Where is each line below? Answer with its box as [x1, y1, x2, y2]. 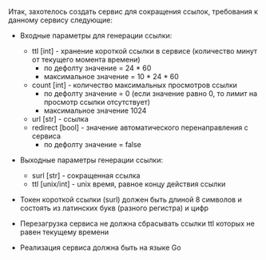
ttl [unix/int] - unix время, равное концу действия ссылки [31, 179, 226, 189]
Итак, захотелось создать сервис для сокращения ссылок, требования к [8, 7, 258, 16]
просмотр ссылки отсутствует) [43, 98, 150, 106]
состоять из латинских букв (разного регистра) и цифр [19, 203, 209, 213]
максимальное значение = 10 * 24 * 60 [43, 72, 180, 81]
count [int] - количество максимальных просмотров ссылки [31, 80, 238, 90]
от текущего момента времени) [31, 55, 141, 64]
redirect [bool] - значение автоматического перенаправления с [31, 123, 249, 132]
